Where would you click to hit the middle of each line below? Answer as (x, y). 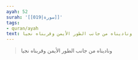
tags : (13, 23)
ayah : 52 (17, 12)
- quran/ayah (22, 28)
